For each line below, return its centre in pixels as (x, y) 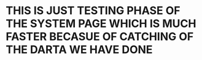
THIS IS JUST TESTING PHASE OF (93, 11)
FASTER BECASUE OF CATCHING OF (100, 37)
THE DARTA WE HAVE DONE (79, 50)
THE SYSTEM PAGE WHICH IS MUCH (101, 24)
